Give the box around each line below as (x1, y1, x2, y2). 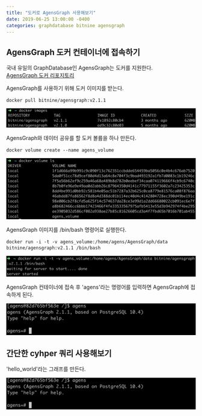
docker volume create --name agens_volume (6, 147, 114, 153)
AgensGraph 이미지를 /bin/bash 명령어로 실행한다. (6, 226, 127, 234)
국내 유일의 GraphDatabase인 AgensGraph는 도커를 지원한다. (6, 64, 153, 72)
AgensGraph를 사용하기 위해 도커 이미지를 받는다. (6, 85, 124, 92)
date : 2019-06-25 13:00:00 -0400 (6, 16, 90, 22)
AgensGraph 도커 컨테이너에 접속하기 (6, 47, 140, 57)
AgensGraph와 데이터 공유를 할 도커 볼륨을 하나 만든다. (6, 134, 136, 141)
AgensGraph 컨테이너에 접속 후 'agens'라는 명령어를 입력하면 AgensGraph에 (6, 283, 189, 290)
